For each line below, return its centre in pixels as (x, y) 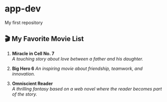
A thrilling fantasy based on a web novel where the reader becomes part (87, 88)
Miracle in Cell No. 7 (33, 53)
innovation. (23, 73)
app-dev (23, 9)
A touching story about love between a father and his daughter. (77, 58)
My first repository (24, 22)
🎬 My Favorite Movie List (44, 39)
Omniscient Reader (32, 83)
